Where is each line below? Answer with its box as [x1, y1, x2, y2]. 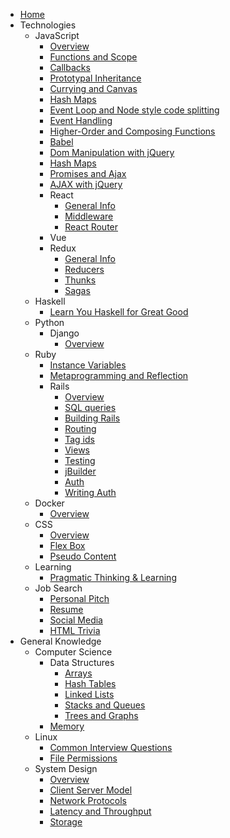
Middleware [64, 210, 114, 222]
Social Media [49, 614, 103, 626]
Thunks [64, 274, 97, 286]
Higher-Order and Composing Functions [49, 125, 216, 137]
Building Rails [64, 412, 121, 424]
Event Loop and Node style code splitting [49, 104, 220, 116]
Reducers [64, 264, 105, 275]
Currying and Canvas [49, 83, 138, 94]
